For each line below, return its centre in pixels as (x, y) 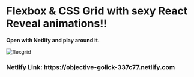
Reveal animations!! (57, 24)
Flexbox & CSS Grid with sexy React (97, 11)
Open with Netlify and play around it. (53, 40)
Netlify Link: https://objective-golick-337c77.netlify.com (91, 67)
